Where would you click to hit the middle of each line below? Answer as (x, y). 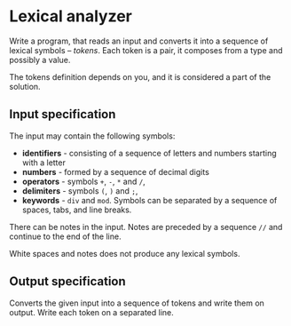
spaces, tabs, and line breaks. (77, 210)
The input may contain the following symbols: (92, 136)
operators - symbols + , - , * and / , (84, 181)
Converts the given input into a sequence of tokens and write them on (137, 303)
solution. (25, 86)
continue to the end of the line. (65, 236)
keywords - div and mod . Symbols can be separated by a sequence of (149, 200)
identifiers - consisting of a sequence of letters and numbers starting (149, 153)
